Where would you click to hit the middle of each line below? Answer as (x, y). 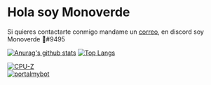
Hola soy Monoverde (69, 12)
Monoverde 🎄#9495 (36, 39)
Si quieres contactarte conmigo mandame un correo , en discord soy (106, 32)
